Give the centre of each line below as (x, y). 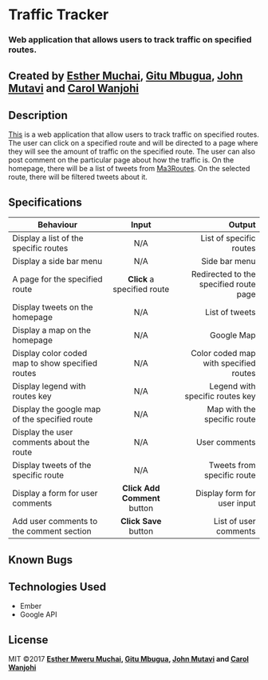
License (28, 640)
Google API (38, 614)
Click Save (141, 522)
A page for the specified (57, 279)
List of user (235, 522)
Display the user (43, 432)
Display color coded (50, 354)
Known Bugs (41, 560)
